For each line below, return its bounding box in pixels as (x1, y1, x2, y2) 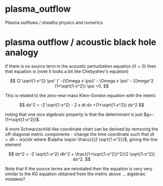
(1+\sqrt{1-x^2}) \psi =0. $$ (54, 83, 109, 89)
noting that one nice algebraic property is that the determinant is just (5, 111, 143, 117)
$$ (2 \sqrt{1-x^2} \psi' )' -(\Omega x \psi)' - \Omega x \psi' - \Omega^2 (10, 78, 154, 83)
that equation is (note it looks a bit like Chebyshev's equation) (5, 68, 129, 74)
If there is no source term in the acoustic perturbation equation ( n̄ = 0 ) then (5, 63, 157, 69)
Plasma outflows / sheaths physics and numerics (5, 20, 103, 25)
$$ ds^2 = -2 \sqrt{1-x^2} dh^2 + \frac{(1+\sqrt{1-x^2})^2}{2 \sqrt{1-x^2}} (8, 151, 155, 157)
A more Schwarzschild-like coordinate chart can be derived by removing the (5, 126, 158, 132)
